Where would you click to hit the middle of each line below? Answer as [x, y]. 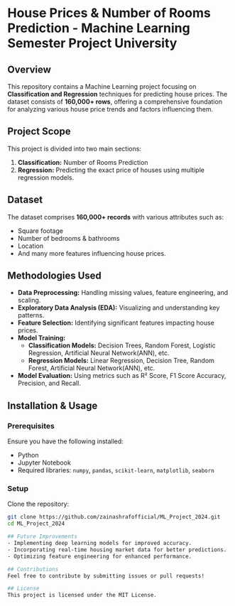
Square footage [40, 231]
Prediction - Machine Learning [99, 28]
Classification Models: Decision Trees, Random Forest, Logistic [122, 345]
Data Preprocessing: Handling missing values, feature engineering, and [123, 293]
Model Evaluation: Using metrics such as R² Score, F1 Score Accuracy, [122, 376]
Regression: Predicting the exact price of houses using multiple [111, 170]
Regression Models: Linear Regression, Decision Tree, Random [121, 361]
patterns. [31, 315]
